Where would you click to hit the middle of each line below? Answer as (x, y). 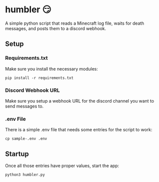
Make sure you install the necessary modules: (52, 69)
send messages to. (24, 106)
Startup (17, 154)
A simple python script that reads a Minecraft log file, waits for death (75, 23)
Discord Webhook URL (32, 90)
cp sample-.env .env (26, 139)
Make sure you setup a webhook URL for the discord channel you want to (79, 101)
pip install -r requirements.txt (39, 78)
